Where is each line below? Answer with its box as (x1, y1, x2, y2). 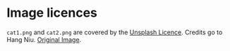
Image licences (6, 5, 98, 21)
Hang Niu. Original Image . (6, 35, 82, 43)
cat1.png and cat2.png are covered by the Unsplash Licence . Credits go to (6, 28, 223, 36)
